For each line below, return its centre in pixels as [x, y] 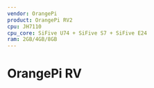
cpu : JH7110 [24, 26]
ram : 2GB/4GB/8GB [32, 39]
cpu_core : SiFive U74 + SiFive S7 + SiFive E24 [77, 33]
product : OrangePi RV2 [40, 20]
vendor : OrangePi [32, 14]
